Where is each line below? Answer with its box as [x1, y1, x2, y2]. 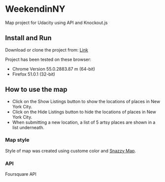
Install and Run [5, 34, 52, 42]
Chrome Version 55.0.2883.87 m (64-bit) [12, 66, 95, 72]
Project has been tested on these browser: [5, 56, 92, 62]
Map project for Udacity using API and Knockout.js [5, 20, 108, 26]
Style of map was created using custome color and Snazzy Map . [5, 148, 136, 154]
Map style [5, 136, 30, 143]
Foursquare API [5, 171, 37, 177]
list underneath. [12, 124, 44, 130]
